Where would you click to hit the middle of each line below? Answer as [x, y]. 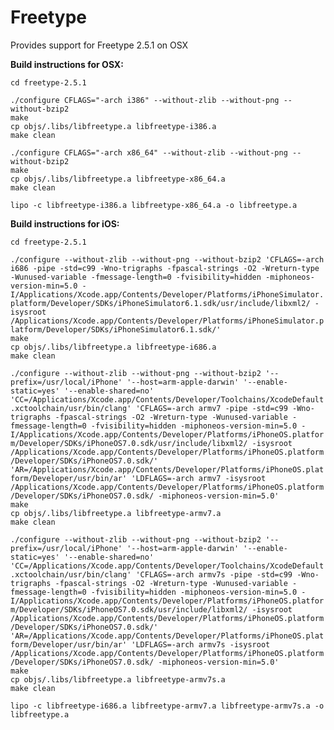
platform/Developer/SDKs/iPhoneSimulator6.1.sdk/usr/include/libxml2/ [160, 303]
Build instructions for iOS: [65, 223]
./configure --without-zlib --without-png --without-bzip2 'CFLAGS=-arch [167, 259]
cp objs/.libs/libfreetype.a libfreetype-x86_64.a [118, 179]
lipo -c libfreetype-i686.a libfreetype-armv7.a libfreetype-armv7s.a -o [167, 706]
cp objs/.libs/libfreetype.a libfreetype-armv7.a [116, 513]
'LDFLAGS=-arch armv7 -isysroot [199, 478]
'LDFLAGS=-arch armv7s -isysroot [201, 644]
